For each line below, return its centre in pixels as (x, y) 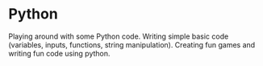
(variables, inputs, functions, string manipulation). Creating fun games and (132, 44)
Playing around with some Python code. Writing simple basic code (119, 36)
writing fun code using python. (59, 53)
